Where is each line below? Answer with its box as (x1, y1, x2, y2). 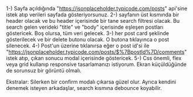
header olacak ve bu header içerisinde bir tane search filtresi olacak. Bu (6, 18, 180, 24)
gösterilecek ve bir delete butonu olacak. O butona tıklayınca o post (6, 36, 170, 43)
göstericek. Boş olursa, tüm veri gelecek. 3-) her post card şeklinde (6, 30, 169, 37)
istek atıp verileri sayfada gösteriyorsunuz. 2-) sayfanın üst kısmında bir (6, 11, 180, 18)
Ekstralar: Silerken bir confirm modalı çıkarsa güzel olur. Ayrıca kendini (6, 78, 177, 85)
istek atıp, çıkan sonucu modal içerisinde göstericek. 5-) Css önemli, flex (6, 55, 182, 61)
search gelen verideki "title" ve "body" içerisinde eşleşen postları (6, 23, 164, 30)
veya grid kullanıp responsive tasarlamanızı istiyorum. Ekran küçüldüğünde (6, 61, 187, 68)
